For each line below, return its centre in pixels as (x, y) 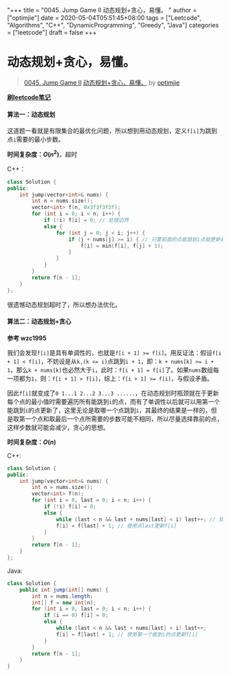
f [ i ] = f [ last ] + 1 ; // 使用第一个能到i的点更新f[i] (127, 634)
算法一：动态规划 (31, 114)
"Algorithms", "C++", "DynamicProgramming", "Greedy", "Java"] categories (113, 25)
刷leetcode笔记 (29, 97)
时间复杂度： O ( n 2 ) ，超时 (42, 154)
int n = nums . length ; (63, 596)
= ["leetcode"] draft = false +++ (52, 32)
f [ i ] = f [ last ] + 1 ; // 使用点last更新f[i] (116, 526)
